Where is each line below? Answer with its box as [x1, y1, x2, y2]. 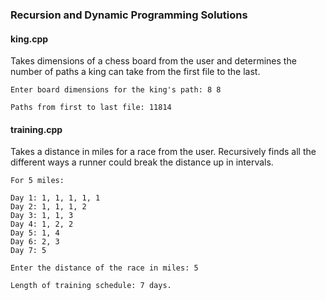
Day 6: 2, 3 [10, 237, 60, 247]
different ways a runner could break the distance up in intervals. [10, 156, 274, 168]
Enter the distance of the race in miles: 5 [10, 263, 199, 273]
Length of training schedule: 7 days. [10, 281, 172, 291]
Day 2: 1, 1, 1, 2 [10, 202, 87, 212]
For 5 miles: [10, 176, 65, 186]
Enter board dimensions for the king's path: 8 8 [10, 85, 222, 95]
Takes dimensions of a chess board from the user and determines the [10, 55, 297, 67]
